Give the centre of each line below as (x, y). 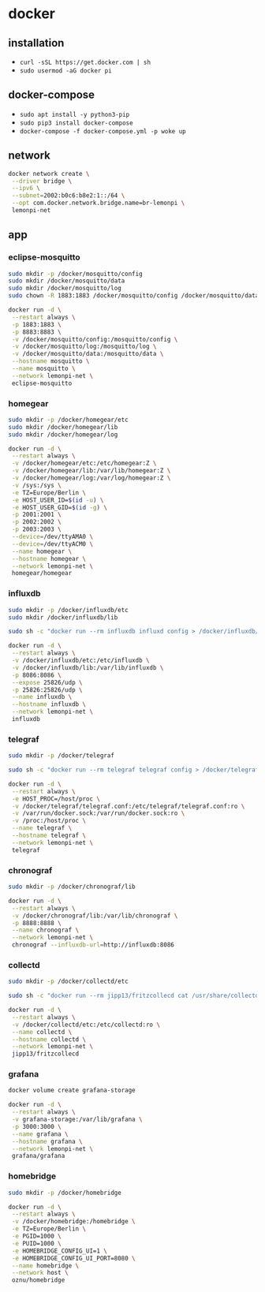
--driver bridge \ (42, 181)
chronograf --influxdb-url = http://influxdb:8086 (93, 945)
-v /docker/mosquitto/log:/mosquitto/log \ (84, 347)
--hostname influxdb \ (49, 704)
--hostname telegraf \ (49, 836)
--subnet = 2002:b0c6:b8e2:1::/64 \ (68, 196)
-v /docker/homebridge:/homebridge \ (73, 1222)
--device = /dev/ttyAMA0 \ (52, 537)
